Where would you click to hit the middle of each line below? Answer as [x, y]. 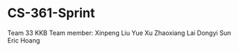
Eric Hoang [24, 40]
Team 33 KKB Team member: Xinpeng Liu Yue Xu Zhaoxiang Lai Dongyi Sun [119, 33]
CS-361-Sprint [51, 13]
